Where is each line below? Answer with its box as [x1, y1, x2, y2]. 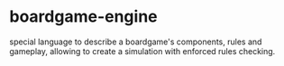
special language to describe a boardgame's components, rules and [9, 36, 262, 47]
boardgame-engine [9, 6, 158, 27]
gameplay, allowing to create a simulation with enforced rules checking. [9, 45, 276, 56]
